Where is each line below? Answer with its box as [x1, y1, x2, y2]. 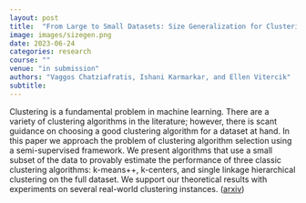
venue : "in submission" [9, 65, 100, 74]
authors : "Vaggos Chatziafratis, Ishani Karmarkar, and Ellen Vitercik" [9, 73, 291, 82]
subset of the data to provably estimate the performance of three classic [9, 154, 282, 165]
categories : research [9, 47, 92, 56]
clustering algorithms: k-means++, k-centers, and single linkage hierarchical [9, 164, 296, 175]
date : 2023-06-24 [9, 38, 76, 48]
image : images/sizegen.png [9, 30, 112, 39]
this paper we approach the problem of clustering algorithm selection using [9, 135, 292, 146]
